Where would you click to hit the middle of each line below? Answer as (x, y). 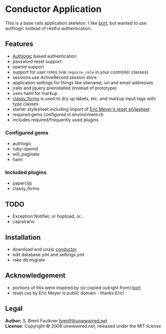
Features (19, 44)
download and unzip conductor (44, 249)
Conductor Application (53, 9)
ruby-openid (25, 149)
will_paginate (26, 154)
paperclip (22, 183)
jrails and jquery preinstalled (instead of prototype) (65, 88)
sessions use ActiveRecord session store (55, 77)
